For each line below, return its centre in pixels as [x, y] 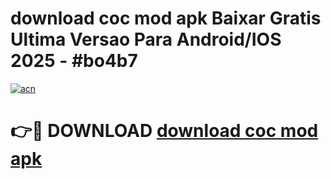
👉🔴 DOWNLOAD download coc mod [164, 131]
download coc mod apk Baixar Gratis [166, 18]
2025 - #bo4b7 [74, 61]
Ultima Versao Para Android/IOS [146, 39]
